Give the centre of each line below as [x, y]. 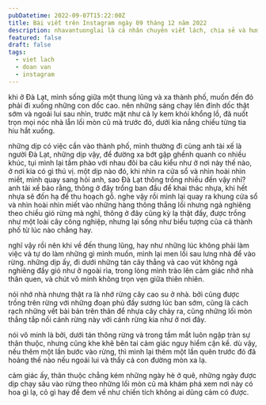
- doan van [33, 67]
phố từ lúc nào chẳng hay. [51, 229]
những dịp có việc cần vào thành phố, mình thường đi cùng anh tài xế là [125, 146]
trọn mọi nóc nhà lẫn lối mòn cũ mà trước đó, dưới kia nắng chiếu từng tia [127, 122]
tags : [17, 52]
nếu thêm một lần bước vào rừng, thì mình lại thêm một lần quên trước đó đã [132, 351]
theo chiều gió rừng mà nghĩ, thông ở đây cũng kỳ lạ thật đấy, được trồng [127, 213]
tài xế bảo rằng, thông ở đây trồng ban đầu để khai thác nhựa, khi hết [135, 187]
